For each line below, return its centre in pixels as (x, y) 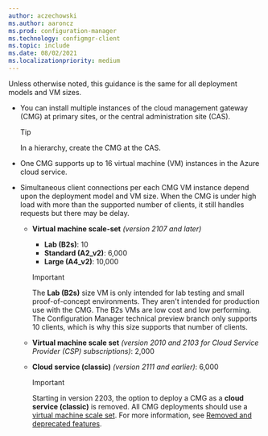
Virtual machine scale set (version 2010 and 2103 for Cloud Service (145, 343)
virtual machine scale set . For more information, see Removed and (142, 415)
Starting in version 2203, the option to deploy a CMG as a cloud (138, 398)
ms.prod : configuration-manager (62, 31)
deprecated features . (67, 423)
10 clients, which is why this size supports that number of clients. (140, 326)
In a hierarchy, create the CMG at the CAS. (90, 147)
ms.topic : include (39, 46)
